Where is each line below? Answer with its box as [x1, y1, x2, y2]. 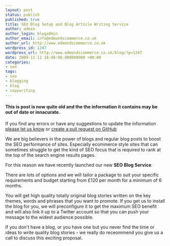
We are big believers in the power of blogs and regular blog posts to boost [5, 135, 161, 142]
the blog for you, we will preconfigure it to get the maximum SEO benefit [5, 203, 157, 209]
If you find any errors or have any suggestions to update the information [5, 120, 156, 126]
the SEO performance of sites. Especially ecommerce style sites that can [5, 141, 158, 147]
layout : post [5, 7, 33, 13]
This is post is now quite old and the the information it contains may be [5, 104, 158, 110]
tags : [5, 69, 17, 74]
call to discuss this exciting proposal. [5, 235, 83, 241]
